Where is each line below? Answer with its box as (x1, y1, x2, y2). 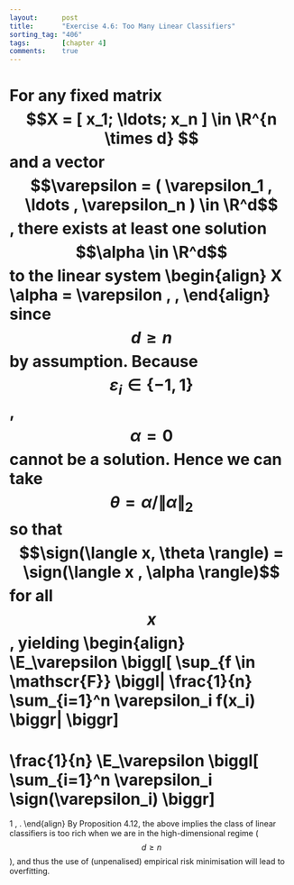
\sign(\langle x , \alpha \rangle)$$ (23, 561, 280, 582)
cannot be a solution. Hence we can (9, 449, 282, 470)
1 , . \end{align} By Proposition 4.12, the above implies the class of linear (9, 818, 277, 829)
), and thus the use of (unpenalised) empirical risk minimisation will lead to (9, 856, 286, 867)
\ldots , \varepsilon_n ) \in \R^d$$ (24, 195, 279, 215)
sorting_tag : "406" (9, 30, 83, 39)
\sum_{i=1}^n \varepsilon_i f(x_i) (9, 690, 256, 710)
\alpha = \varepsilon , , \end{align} (9, 285, 271, 306)
